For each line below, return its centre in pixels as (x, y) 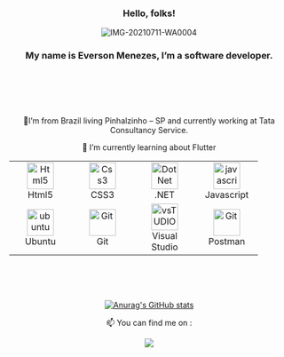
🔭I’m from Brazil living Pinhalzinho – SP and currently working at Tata (149, 120)
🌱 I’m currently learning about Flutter (149, 147)
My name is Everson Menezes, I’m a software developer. (149, 56)
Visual (165, 235)
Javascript (227, 194)
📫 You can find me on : (149, 322)
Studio (165, 247)
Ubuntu (40, 241)
